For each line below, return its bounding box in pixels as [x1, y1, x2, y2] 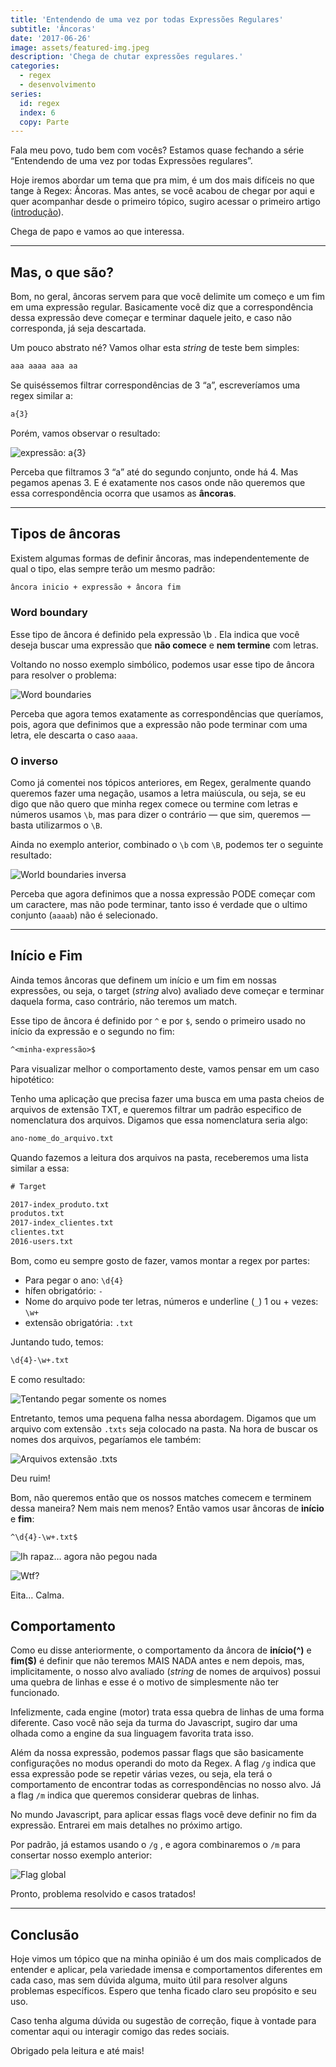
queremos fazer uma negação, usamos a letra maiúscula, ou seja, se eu [10, 787, 307, 800]
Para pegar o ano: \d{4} [24, 1274, 124, 1286]
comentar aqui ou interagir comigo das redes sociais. [10, 2026, 230, 2038]
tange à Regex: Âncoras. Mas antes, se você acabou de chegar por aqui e [10, 185, 315, 197]
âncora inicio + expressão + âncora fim [10, 582, 182, 592]
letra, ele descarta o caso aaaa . [10, 729, 138, 741]
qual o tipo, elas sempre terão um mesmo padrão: [10, 562, 216, 575]
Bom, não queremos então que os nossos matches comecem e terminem [10, 1491, 312, 1503]
